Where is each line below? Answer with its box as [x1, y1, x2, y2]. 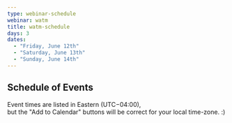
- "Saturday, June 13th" [13, 50, 86, 57]
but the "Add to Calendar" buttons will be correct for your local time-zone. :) [7, 108, 226, 116]
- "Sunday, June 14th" [13, 56, 79, 63]
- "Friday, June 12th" [13, 43, 79, 50]
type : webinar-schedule [7, 10, 77, 17]
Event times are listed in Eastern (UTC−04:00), [7, 100, 141, 108]
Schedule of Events [7, 82, 94, 94]
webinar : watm [7, 17, 49, 24]
